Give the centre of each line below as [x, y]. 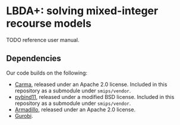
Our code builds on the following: [47, 73]
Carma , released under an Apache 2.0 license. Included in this [91, 84]
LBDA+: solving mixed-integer [82, 11]
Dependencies [34, 58]
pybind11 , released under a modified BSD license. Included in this [94, 97]
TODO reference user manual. [43, 40]
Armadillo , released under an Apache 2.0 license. [75, 109]
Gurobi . [24, 116]
